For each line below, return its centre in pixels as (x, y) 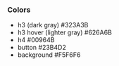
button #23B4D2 (42, 48)
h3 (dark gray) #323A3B (53, 25)
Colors (19, 10)
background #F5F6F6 (49, 55)
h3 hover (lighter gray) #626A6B (65, 32)
